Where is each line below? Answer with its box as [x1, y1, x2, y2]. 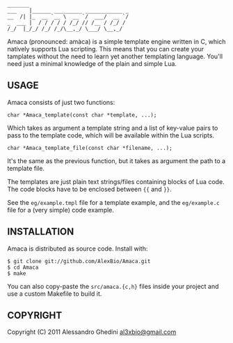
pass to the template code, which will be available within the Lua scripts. [7, 131, 214, 140]
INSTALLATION [7, 226, 74, 237]
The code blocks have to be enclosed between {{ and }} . [7, 185, 172, 193]
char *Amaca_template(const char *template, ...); [7, 111, 157, 119]
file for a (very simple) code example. [7, 206, 115, 214]
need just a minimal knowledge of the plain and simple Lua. [7, 60, 177, 67]
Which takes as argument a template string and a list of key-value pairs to [7, 124, 218, 132]
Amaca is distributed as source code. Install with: [7, 244, 148, 253]
